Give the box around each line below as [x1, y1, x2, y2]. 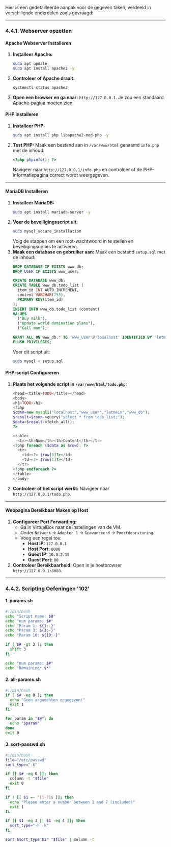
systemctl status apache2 [12, 85, 68, 90]
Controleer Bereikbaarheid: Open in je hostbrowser [12, 562, 122, 568]
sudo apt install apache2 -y [12, 66, 75, 71]
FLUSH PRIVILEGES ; [12, 339, 52, 344]
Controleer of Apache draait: [12, 75, 75, 81]
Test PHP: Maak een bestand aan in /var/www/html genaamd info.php [12, 142, 159, 148]
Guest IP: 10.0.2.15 [27, 551, 70, 557]
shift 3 [10, 647, 26, 652]
